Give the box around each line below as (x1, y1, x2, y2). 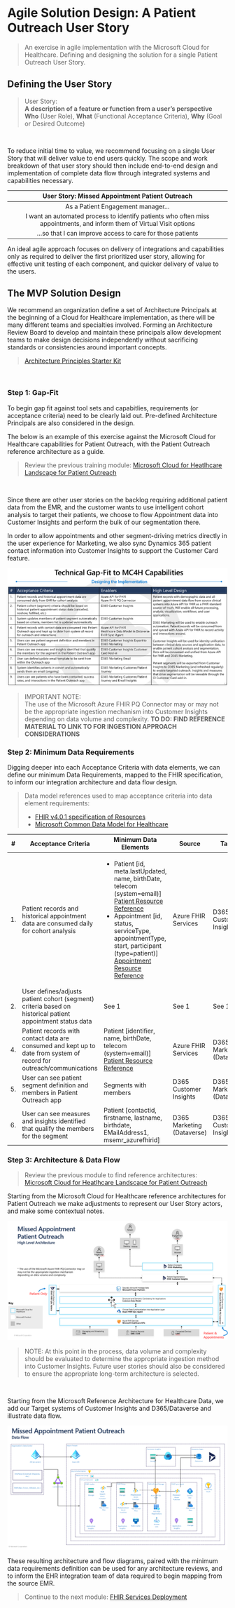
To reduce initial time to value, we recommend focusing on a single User (7, 146, 215, 155)
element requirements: (24, 798, 90, 808)
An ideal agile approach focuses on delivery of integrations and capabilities (7, 244, 225, 253)
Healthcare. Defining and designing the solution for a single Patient (24, 51, 218, 59)
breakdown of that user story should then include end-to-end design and (7, 161, 218, 170)
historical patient (22, 1009, 71, 1018)
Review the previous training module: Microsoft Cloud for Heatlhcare (24, 461, 222, 469)
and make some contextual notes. (7, 1207, 105, 1215)
